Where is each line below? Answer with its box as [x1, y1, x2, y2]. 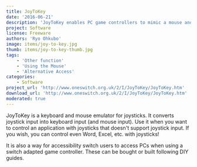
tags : [6, 52, 19, 58]
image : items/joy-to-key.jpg [6, 42, 77, 47]
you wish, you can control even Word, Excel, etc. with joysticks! [6, 130, 159, 138]
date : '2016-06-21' [6, 14, 54, 20]
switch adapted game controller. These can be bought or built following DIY [6, 148, 189, 155]
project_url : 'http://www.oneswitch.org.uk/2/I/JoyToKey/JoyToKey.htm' [6, 85, 185, 91]
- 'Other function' [16, 57, 64, 63]
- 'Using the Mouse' [16, 63, 67, 69]
